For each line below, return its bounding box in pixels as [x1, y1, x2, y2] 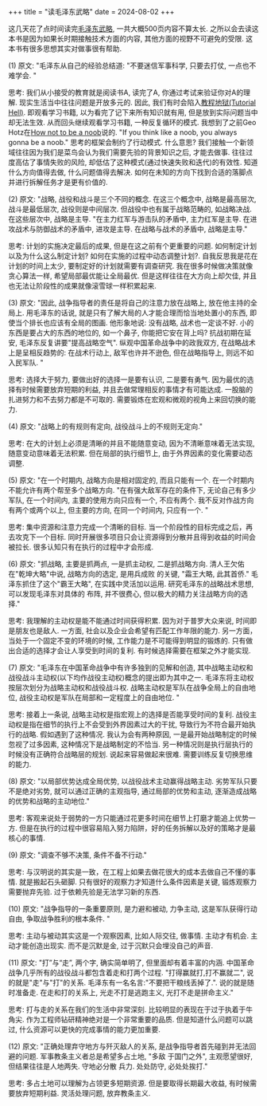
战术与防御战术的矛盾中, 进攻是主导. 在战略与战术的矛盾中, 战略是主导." [14, 224, 248, 234]
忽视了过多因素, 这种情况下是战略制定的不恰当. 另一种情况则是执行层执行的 [8, 740, 253, 749]
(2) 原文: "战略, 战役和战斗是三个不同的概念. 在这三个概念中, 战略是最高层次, [8, 195, 257, 203]
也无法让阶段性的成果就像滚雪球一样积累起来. [8, 281, 157, 290]
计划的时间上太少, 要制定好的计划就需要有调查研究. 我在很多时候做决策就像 [8, 262, 253, 270]
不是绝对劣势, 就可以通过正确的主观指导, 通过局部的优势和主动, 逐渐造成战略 [8, 786, 257, 796]
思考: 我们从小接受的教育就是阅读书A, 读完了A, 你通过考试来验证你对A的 [8, 88, 244, 97]
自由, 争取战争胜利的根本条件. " [8, 914, 110, 923]
